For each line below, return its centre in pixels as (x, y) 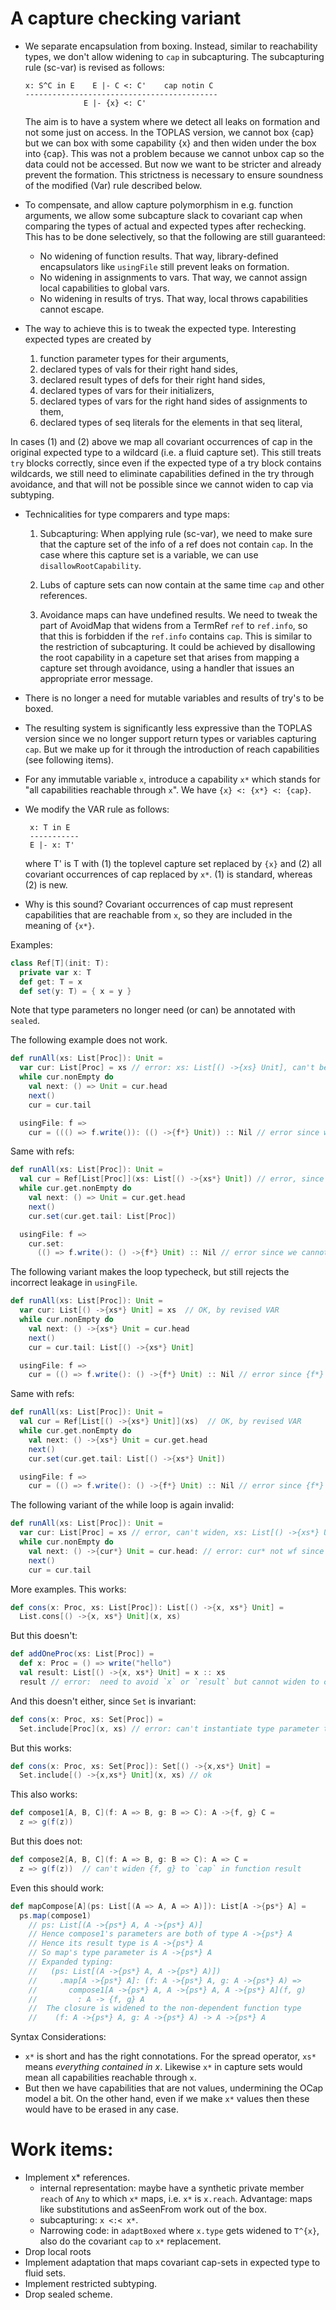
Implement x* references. (77, 2178)
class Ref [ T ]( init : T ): (60, 963)
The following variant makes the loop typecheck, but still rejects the (150, 1272)
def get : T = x (51, 982)
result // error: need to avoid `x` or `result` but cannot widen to (169, 1682)
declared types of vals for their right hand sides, (138, 369)
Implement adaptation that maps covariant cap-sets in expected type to (172, 2263)
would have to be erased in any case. (101, 2109)
